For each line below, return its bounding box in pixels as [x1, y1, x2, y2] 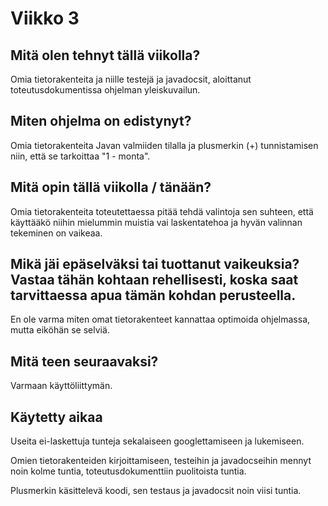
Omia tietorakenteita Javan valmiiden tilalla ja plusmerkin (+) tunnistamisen [10, 139, 319, 151]
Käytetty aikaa [10, 408, 103, 426]
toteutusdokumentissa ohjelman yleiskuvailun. [10, 84, 201, 96]
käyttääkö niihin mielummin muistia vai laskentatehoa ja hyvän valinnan [10, 216, 303, 228]
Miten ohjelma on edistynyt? [10, 113, 192, 130]
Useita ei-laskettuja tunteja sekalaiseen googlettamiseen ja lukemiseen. [10, 435, 305, 447]
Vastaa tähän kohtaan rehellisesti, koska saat [10, 272, 299, 289]
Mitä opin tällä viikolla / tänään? [10, 179, 212, 196]
